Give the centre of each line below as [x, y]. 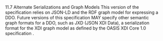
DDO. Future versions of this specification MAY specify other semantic [77, 18]
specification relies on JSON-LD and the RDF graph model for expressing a [82, 12]
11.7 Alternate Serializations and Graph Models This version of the [72, 7]
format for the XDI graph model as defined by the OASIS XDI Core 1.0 [76, 28]
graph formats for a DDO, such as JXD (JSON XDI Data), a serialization [77, 23]
